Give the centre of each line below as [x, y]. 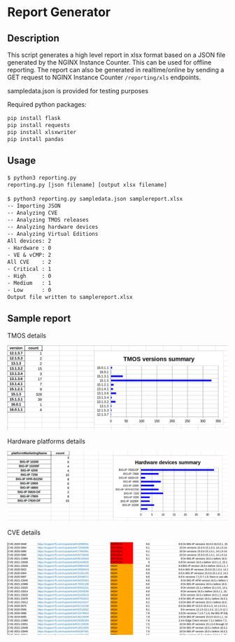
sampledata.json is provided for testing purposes [78, 91]
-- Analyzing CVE [33, 213]
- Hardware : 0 [29, 248]
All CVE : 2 [29, 262]
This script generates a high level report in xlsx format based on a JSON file [116, 55]
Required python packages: [47, 105]
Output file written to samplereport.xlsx [70, 297]
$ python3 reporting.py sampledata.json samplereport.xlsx [95, 199]
